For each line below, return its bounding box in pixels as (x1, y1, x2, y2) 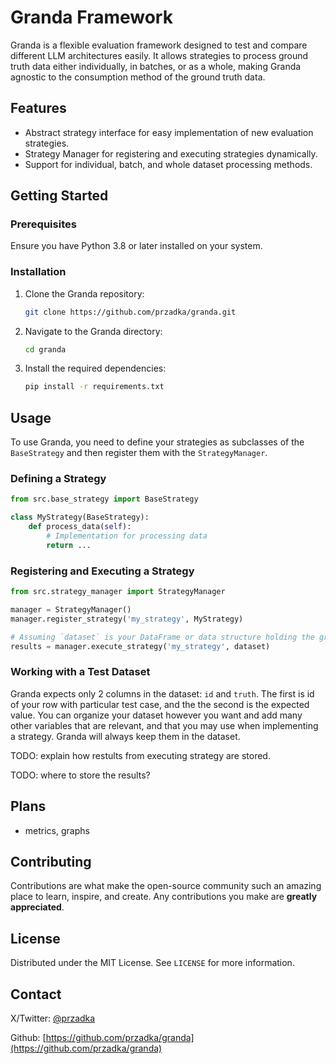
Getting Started (10, 187, 109, 205)
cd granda (24, 344, 67, 355)
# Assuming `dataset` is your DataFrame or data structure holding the (10, 632, 315, 642)
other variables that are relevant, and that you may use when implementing (10, 719, 319, 731)
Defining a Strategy (10, 472, 107, 486)
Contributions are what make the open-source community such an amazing (10, 880, 322, 892)
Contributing (10, 854, 92, 871)
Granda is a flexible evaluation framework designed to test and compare (10, 39, 308, 51)
